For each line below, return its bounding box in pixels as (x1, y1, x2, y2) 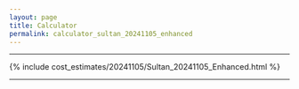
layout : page (9, 12, 58, 22)
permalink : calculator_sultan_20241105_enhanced (9, 29, 193, 38)
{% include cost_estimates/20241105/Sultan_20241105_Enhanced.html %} (9, 62, 281, 72)
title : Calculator (9, 21, 77, 30)
